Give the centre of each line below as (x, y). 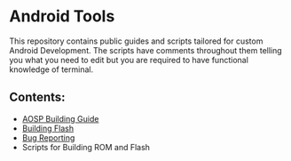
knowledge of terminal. (51, 69)
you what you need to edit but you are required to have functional (129, 60)
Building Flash (47, 128)
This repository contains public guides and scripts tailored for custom (136, 41)
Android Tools (62, 16)
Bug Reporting (48, 137)
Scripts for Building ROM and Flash (86, 147)
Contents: (37, 97)
